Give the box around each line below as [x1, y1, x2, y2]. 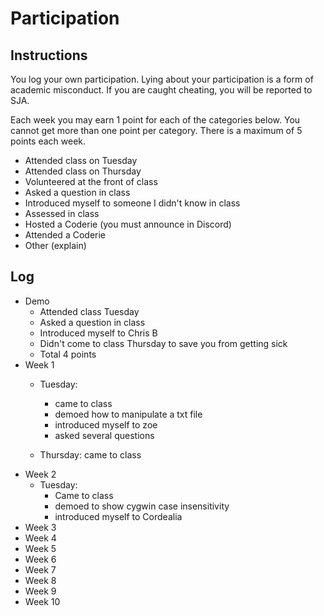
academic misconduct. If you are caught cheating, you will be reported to [10, 84, 313, 96]
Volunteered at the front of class [24, 176, 158, 187]
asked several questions [54, 429, 155, 441]
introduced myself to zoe [54, 418, 158, 431]
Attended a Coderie [24, 229, 106, 241]
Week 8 [24, 574, 57, 586]
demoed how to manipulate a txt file [54, 408, 203, 420]
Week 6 [24, 553, 57, 565]
